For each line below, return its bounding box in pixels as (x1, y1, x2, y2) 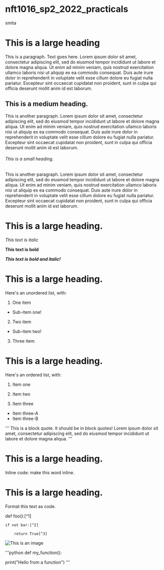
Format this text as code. (5, 503, 56, 509)
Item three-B (12, 416, 39, 422)
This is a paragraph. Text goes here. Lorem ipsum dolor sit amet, (5, 54, 137, 60)
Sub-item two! (12, 328, 42, 334)
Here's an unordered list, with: (5, 289, 67, 296)
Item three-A (12, 410, 39, 416)
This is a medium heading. (5, 100, 88, 108)
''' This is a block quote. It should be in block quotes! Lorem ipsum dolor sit (5, 425, 159, 431)
